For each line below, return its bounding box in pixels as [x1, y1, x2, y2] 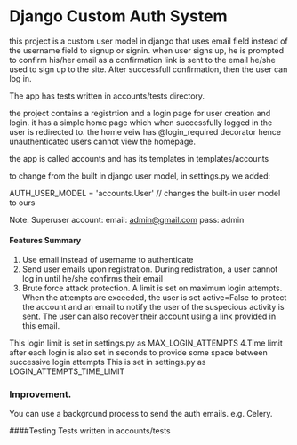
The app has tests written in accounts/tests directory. [9, 91, 205, 101]
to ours [9, 197, 36, 208]
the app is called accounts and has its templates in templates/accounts [9, 153, 269, 163]
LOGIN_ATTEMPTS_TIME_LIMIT [9, 366, 125, 377]
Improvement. [9, 388, 72, 401]
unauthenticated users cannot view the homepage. [9, 136, 196, 147]
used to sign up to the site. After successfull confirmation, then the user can [9, 64, 288, 75]
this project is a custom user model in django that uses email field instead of [9, 36, 289, 46]
